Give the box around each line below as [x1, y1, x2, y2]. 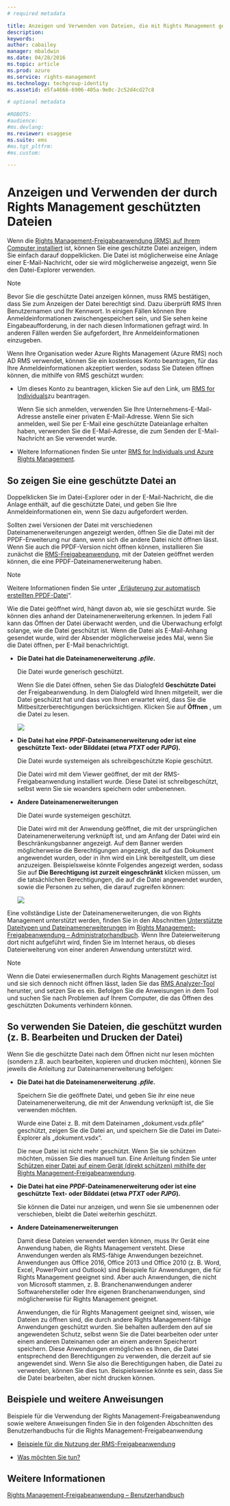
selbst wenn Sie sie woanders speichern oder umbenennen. [16, 785, 187, 792]
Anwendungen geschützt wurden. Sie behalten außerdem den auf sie [16, 1322, 214, 1331]
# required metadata [7, 10, 66, 17]
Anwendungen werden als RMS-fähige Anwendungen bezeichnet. [16, 1251, 204, 1259]
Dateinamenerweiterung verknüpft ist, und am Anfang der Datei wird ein [16, 832, 220, 840]
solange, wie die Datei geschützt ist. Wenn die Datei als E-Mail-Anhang [7, 626, 207, 635]
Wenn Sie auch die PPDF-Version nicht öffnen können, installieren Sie [7, 543, 204, 551]
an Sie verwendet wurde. [47, 434, 118, 443]
